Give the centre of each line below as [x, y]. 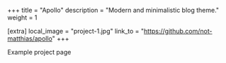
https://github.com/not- [178, 31]
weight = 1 [22, 17]
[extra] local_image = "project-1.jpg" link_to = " [76, 31]
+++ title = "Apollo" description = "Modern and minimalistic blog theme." [113, 10]
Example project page [39, 52]
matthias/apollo [30, 38]
